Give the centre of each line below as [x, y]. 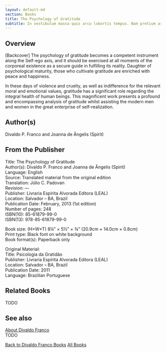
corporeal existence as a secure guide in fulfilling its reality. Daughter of [78, 66]
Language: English [24, 172]
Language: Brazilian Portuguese [38, 275]
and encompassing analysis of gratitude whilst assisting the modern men [80, 102]
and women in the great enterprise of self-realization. [60, 107]
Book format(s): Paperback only [38, 239]
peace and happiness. [28, 77]
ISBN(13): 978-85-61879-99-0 [36, 219]
